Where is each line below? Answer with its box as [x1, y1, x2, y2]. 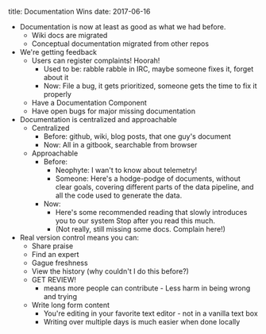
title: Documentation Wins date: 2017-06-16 [8, 7, 151, 16]
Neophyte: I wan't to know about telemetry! [55, 166, 198, 175]
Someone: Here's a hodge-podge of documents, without [55, 174, 241, 183]
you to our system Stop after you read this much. [55, 216, 216, 225]
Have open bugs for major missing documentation [31, 106, 196, 116]
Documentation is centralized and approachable [19, 115, 177, 124]
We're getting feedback [19, 48, 98, 56]
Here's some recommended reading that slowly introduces [55, 208, 248, 217]
